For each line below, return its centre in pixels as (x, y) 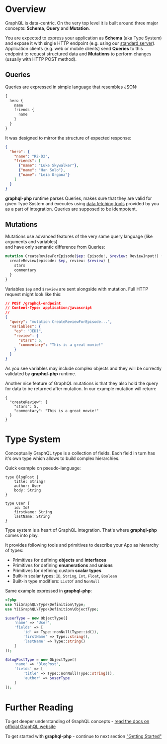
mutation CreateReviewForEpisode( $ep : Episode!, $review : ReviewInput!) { (84, 256)
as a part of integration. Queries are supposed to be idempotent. (71, 209)
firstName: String (33, 512)
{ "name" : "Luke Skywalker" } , (48, 165)
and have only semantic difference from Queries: (55, 247)
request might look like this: (33, 294)
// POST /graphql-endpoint (33, 303)
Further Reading (39, 707)
